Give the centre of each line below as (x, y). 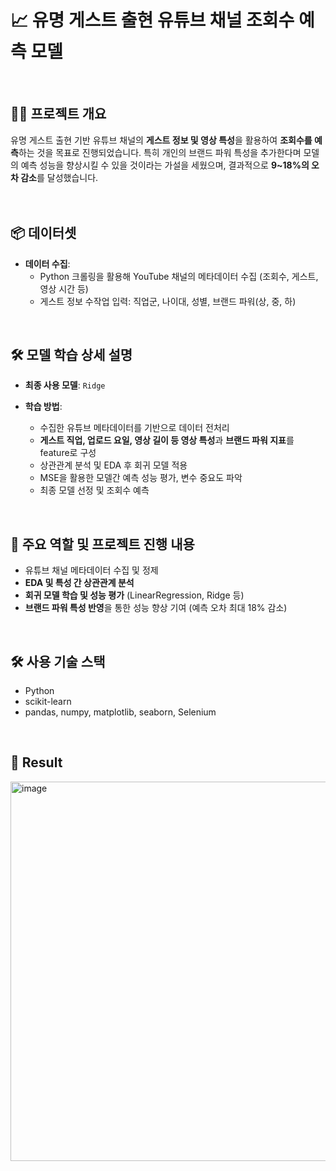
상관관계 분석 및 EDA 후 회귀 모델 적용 (113, 465)
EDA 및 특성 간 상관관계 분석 (79, 583)
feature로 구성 (68, 453)
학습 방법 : (43, 407)
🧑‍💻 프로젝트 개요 (58, 114)
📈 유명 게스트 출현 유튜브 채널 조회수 (152, 20)
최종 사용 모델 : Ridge (65, 385)
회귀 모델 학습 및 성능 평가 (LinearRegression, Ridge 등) (134, 595)
